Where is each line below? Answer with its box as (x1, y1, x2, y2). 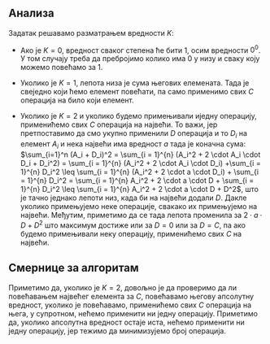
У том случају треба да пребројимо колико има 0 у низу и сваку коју (20, 54, 260, 63)
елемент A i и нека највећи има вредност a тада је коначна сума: (20, 139, 246, 151)
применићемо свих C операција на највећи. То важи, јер (20, 120, 218, 129)
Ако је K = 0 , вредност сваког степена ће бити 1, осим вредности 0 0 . (20, 44, 261, 55)
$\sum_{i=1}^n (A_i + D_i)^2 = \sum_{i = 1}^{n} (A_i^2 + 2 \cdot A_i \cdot (20, 150, 261, 159)
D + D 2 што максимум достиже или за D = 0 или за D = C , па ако (20, 219, 246, 230)
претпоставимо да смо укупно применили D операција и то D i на (20, 128, 248, 141)
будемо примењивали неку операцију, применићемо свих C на (20, 229, 242, 238)
